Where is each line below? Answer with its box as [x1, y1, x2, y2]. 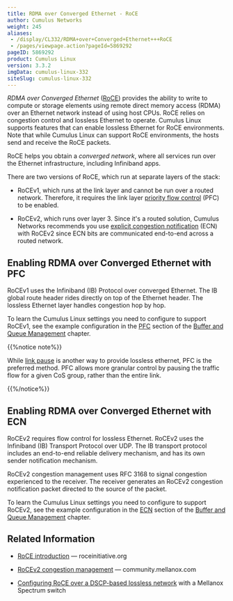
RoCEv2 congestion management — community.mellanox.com [17, 565, 197, 573]
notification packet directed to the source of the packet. [7, 485, 167, 493]
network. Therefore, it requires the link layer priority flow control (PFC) [17, 194, 220, 202]
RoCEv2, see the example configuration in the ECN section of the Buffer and [7, 506, 226, 514]
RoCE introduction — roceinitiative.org [17, 552, 127, 560]
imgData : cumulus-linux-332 [7, 68, 89, 75]
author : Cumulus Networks [7, 17, 82, 24]
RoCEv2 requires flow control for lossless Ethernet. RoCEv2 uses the [7, 435, 204, 442]
